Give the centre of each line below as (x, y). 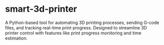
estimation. (16, 38)
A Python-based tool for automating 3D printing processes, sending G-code (82, 22)
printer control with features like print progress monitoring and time (73, 33)
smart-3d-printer (41, 9)
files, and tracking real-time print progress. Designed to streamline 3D (76, 27)
